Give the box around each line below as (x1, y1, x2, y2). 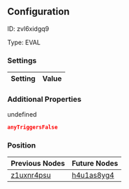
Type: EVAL (7, 38, 41, 46)
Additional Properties (7, 94, 82, 104)
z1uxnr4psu (11, 171, 51, 181)
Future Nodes (72, 159, 118, 169)
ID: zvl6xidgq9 (7, 24, 50, 33)
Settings (7, 56, 37, 65)
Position (7, 141, 36, 150)
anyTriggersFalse (7, 124, 58, 131)
